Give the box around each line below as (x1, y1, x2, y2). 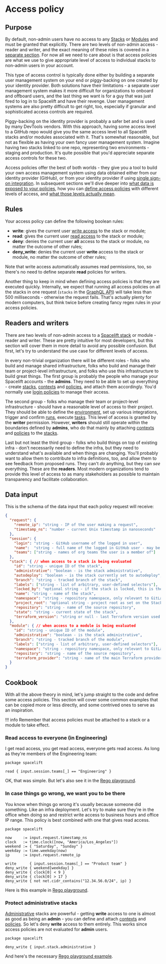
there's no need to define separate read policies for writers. (5, 269, 127, 275)
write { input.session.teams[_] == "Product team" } (5, 861, 127, 866)
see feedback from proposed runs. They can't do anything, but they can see (5, 460, 161, 466)
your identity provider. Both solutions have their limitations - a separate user (5, 82, 160, 88)
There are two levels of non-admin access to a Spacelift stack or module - (5, 332, 157, 338)
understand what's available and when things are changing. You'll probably (5, 450, 158, 456)
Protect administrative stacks (5, 899, 78, 906)
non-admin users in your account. (5, 63, 74, 68)
